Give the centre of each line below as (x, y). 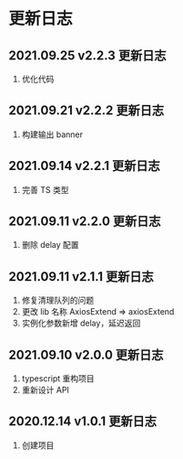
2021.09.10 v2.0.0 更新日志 (86, 354)
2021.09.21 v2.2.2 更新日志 (86, 111)
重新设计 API (46, 390)
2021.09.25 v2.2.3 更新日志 (87, 55)
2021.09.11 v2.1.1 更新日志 (81, 277)
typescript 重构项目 (58, 379)
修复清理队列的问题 (58, 300)
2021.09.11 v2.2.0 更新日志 (85, 222)
